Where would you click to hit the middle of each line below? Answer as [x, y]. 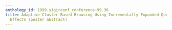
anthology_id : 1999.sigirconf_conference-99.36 [57, 10]
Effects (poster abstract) [39, 19]
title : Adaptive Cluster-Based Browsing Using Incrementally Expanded [82, 15]
